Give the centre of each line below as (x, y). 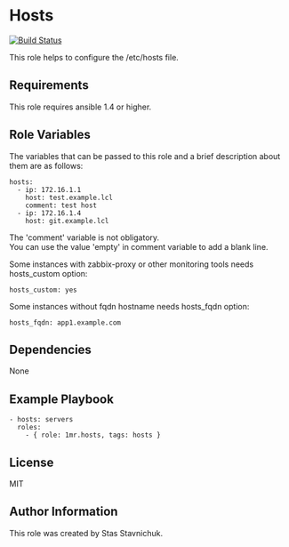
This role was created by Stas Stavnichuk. (86, 533)
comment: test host (61, 205)
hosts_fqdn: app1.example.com (65, 322)
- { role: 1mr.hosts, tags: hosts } (93, 435)
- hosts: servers (41, 420)
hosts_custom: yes (43, 290)
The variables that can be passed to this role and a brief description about (145, 156)
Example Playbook (61, 399)
